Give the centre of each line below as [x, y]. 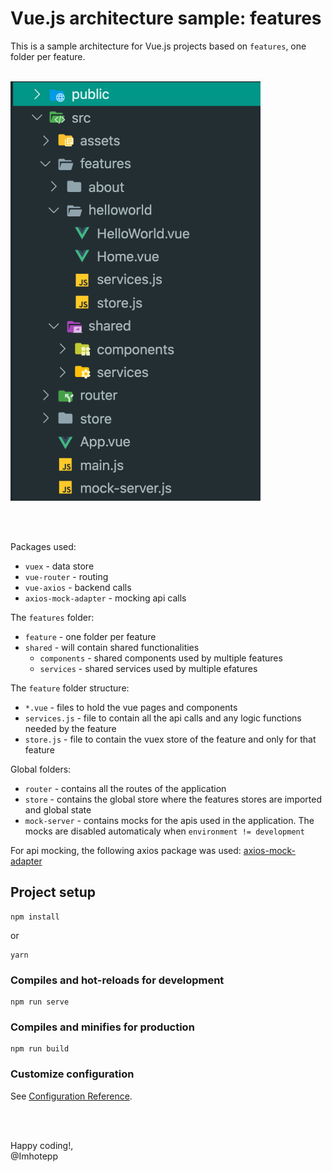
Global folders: [41, 769]
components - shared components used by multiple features [161, 658]
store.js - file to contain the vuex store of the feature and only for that [170, 739]
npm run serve [40, 1002]
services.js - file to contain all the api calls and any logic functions [163, 718]
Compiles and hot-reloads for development [117, 980]
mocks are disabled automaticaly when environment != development [164, 831]
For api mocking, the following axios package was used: [126, 850]
